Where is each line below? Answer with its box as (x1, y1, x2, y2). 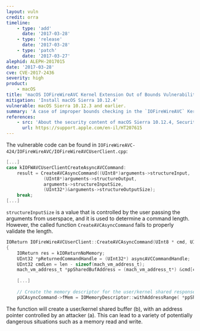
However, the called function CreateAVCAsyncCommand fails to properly (6, 221, 174, 228)
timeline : (6, 20, 31, 26)
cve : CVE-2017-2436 (6, 70, 55, 76)
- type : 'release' (17, 36, 62, 42)
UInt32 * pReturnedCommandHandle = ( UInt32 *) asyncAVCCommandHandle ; (17, 255, 190, 262)
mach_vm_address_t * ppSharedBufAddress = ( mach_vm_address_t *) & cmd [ (17, 267, 193, 273)
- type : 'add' (17, 25, 52, 32)
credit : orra (6, 14, 39, 20)
